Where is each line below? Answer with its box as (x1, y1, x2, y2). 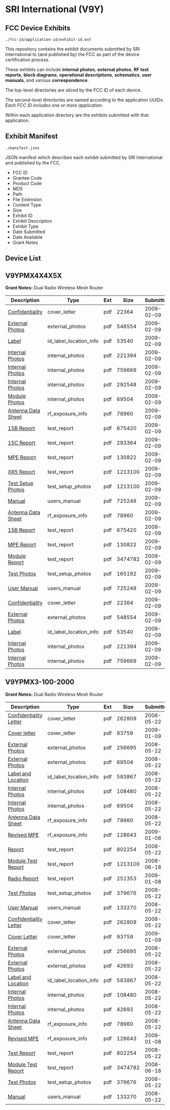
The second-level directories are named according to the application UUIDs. (5, 97, 164, 103)
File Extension (12, 196, 42, 202)
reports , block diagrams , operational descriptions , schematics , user (5, 72, 152, 78)
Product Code (12, 180, 42, 186)
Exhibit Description (12, 218, 52, 224)
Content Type (12, 201, 41, 208)
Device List (5, 254, 41, 263)
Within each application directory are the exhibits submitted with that (5, 112, 149, 118)
